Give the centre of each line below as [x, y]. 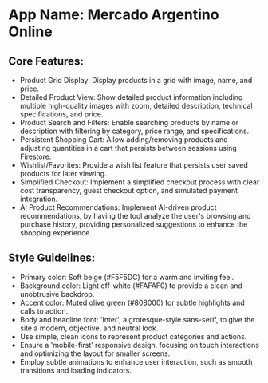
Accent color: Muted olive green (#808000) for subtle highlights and [132, 302]
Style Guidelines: [52, 258]
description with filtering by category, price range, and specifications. [134, 131]
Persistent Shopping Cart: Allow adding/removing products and [124, 140]
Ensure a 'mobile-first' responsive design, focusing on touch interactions [139, 345]
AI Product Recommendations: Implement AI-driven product [118, 207]
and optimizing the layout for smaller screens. [95, 353]
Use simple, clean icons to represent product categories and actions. [133, 336]
